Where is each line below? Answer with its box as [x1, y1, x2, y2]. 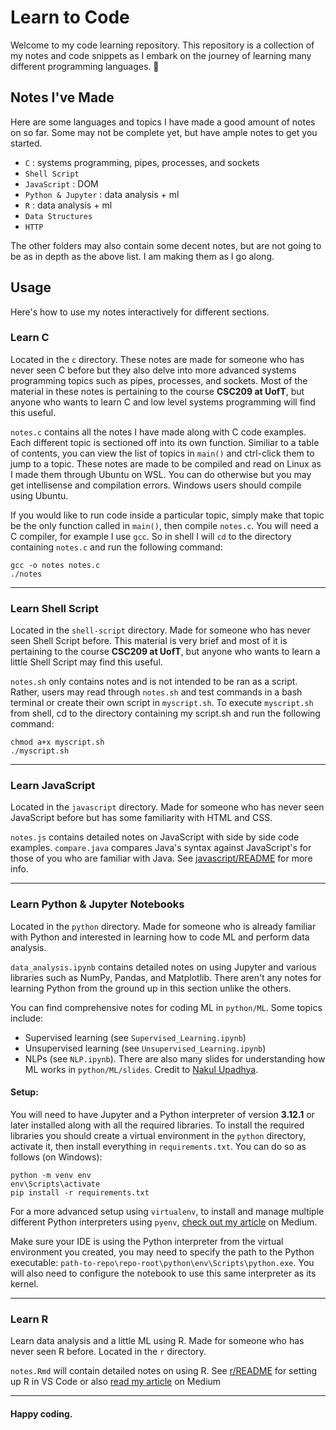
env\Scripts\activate [10, 1179, 101, 1189]
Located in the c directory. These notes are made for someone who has [10, 353, 305, 365]
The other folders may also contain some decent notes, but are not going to [10, 239, 322, 251]
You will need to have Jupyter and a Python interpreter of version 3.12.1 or [10, 1108, 315, 1120]
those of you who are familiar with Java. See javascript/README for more [10, 852, 313, 865]
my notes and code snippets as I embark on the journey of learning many [10, 49, 312, 61]
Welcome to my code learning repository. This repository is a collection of [10, 39, 315, 51]
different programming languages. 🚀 [10, 60, 160, 72]
